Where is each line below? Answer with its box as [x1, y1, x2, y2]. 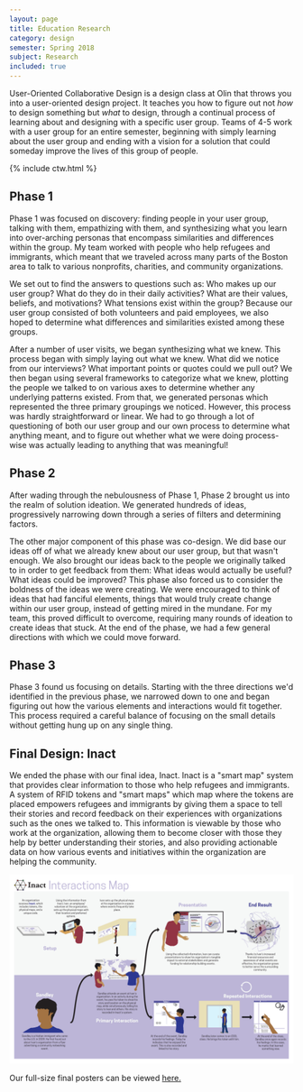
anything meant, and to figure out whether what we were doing [9, 429, 243, 441]
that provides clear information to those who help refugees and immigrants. [9, 780, 290, 791]
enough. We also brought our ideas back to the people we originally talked [9, 555, 286, 565]
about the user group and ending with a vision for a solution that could [9, 136, 271, 146]
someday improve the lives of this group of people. [9, 145, 198, 156]
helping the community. [9, 857, 97, 867]
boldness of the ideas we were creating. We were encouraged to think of [9, 583, 280, 594]
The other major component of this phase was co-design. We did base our [9, 536, 287, 546]
